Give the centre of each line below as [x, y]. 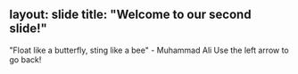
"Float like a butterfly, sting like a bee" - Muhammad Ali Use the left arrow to [149, 50]
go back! [25, 59]
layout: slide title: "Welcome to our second [130, 15]
